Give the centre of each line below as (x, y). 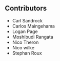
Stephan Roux (27, 53)
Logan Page (25, 31)
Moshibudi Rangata (33, 37)
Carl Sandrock (27, 20)
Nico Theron (25, 42)
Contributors (26, 8)
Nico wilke (23, 47)
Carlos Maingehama (33, 26)
